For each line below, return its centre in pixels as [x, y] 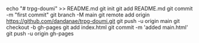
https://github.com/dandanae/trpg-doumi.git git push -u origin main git [93, 21]
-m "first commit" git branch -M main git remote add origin [78, 15]
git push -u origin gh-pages [40, 34]
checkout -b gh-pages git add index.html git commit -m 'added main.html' [97, 27]
